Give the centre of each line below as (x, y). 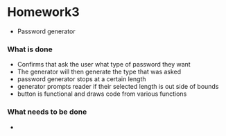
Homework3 (43, 12)
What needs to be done (47, 112)
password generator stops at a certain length (81, 79)
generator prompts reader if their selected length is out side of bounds (118, 87)
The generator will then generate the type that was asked (99, 72)
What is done (30, 49)
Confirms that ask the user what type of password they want (104, 65)
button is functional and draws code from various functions (102, 94)
